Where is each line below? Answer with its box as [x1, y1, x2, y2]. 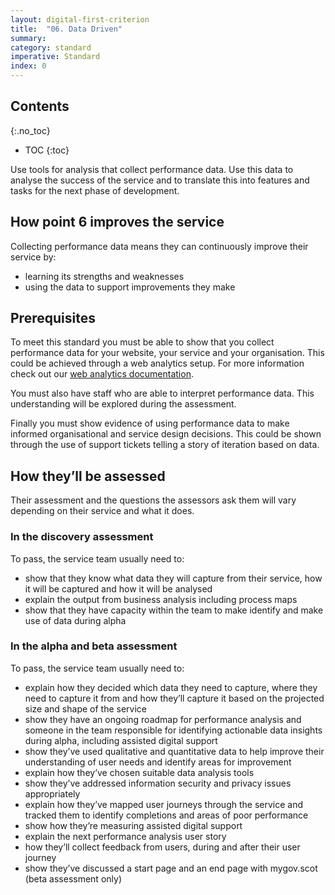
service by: [10, 251, 57, 263]
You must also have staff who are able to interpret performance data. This [10, 387, 315, 400]
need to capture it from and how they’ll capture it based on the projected [24, 692, 325, 704]
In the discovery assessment [10, 530, 154, 544]
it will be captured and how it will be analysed [24, 582, 213, 595]
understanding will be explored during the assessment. [10, 398, 237, 410]
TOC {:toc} [24, 144, 70, 156]
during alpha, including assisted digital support [24, 734, 218, 746]
